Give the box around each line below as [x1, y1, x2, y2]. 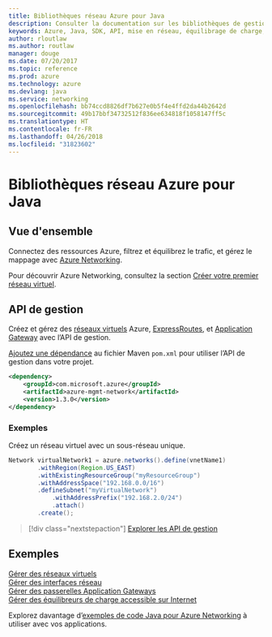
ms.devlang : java [8, 87, 67, 96]
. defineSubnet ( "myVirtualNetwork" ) [37, 486, 158, 495]
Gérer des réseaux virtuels [8, 569, 97, 579]
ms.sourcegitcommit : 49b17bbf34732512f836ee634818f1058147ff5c [8, 110, 227, 118]
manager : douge [8, 49, 60, 58]
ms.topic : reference [8, 65, 79, 73]
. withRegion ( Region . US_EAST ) [37, 463, 136, 471]
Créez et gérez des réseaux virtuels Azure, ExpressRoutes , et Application [8, 324, 253, 334]
